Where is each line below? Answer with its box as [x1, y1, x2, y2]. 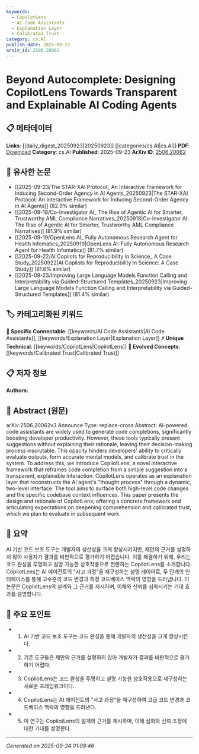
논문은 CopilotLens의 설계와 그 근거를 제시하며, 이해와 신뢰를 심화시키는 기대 [6, 583, 184, 590]
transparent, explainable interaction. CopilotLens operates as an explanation [6, 472, 192, 479]
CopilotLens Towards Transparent [6, 86, 178, 99]
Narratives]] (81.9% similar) [14, 227, 82, 235]
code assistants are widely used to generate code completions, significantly [6, 428, 192, 435]
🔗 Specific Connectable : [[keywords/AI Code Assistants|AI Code [6, 328, 165, 335]
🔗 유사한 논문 [6, 167, 52, 177]
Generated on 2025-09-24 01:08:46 [6, 742, 95, 749]
